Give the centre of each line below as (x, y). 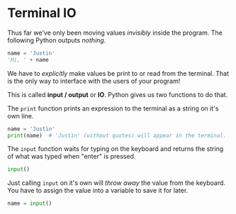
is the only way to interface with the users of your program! (94, 81)
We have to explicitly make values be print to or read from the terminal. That (118, 73)
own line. (21, 116)
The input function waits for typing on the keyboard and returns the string (116, 149)
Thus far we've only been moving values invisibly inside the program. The (115, 33)
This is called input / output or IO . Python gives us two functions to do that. (118, 94)
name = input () (30, 203)
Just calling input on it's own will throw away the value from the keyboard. (116, 183)
